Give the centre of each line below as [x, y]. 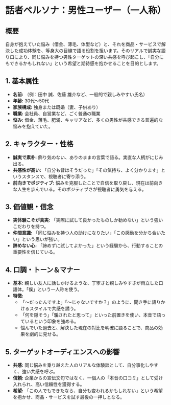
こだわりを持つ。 [31, 227]
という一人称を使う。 [60, 289]
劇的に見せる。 [45, 334]
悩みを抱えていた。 [33, 126]
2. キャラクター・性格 [39, 144]
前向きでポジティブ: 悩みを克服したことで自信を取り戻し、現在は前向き [88, 183]
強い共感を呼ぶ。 [40, 372]
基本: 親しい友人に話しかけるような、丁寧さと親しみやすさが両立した [86, 283]
